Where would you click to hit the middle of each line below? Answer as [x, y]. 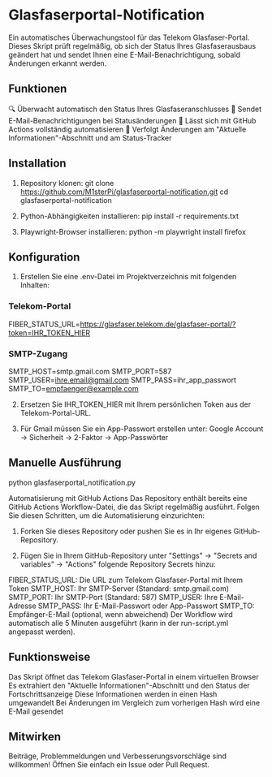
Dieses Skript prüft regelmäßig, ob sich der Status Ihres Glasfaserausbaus [132, 45]
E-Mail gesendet [36, 711]
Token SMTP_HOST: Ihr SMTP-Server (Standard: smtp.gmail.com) [119, 588]
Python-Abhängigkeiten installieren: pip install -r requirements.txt [130, 216]
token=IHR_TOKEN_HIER [50, 332]
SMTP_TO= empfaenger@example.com [74, 388]
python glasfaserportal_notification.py [72, 482]
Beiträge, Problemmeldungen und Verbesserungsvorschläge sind [118, 756]
